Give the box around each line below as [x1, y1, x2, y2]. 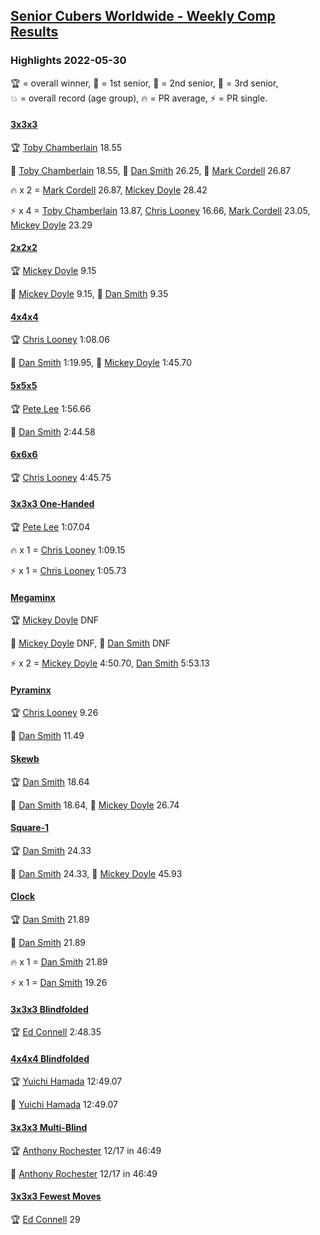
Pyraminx [10, 684, 52, 696]
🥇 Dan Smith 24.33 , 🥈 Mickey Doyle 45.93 [10, 867, 183, 879]
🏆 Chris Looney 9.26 [10, 707, 99, 719]
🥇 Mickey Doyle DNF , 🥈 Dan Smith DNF [10, 637, 171, 649]
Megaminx [10, 591, 56, 603]
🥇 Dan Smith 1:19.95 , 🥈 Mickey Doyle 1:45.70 [10, 357, 192, 369]
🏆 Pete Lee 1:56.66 [10, 402, 92, 414]
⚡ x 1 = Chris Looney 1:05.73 [10, 564, 127, 576]
